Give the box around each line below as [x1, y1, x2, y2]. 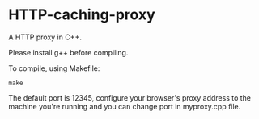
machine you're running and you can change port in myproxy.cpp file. [8, 101, 241, 111]
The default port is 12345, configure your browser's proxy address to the [8, 92, 252, 102]
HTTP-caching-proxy [8, 6, 155, 24]
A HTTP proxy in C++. [8, 32, 83, 42]
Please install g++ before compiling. [8, 47, 129, 57]
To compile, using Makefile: [8, 63, 100, 73]
